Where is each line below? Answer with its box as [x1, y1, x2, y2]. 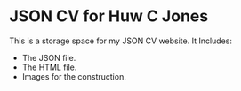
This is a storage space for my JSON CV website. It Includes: [9, 35, 233, 46]
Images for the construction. [21, 71, 126, 81]
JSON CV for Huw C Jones [9, 6, 209, 27]
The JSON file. [21, 52, 76, 63]
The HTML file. [21, 62, 77, 72]
